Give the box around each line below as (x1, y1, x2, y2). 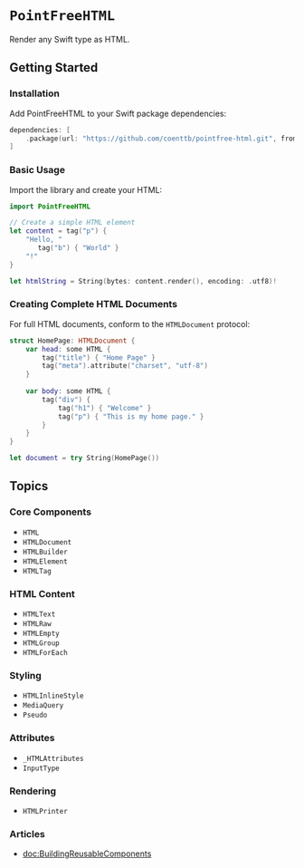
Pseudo (22, 710, 48, 720)
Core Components (9, 506, 92, 518)
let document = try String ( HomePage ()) (9, 454, 160, 463)
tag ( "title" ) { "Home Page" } (42, 352, 156, 362)
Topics (9, 478, 49, 494)
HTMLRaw (22, 620, 52, 629)
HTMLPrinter (22, 806, 68, 815)
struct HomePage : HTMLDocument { (9, 336, 136, 345)
